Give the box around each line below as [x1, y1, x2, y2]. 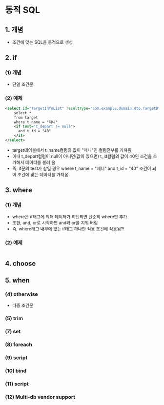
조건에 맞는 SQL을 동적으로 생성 [12, 40, 73, 45]
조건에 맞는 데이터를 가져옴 [17, 171, 68, 177]
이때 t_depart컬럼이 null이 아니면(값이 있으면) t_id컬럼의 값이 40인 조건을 [12, 153, 152, 159]
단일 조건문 [12, 81, 34, 87]
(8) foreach [5, 341, 33, 348]
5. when [5, 276, 30, 284]
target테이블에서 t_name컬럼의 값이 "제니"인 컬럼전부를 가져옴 [12, 147, 132, 153]
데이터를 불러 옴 [25, 159, 56, 165]
